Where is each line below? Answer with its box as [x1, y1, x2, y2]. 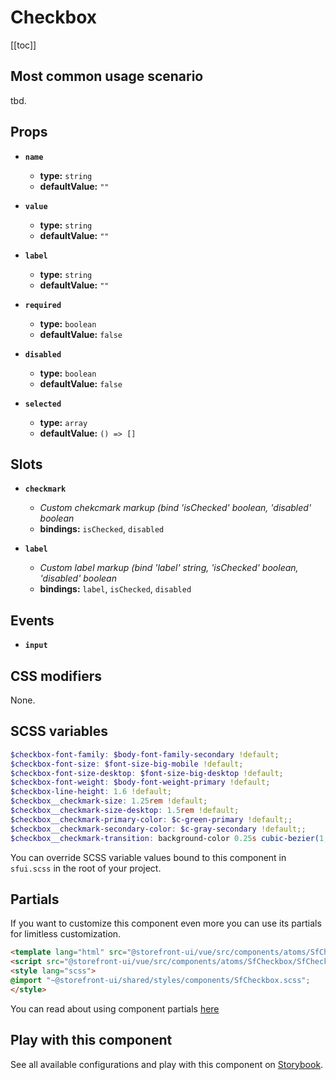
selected [24, 399, 62, 409]
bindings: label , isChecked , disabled [39, 583, 192, 595]
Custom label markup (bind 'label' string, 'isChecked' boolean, [39, 562, 299, 574]
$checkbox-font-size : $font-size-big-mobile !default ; [10, 759, 244, 769]
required [24, 300, 62, 310]
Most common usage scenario [10, 68, 204, 85]
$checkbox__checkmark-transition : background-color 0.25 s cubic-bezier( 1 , [10, 833, 329, 843]
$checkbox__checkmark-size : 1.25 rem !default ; [10, 796, 208, 806]
